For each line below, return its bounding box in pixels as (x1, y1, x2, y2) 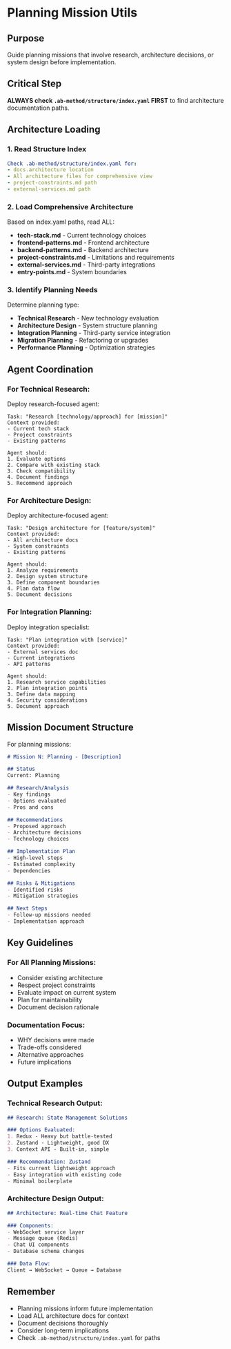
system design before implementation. (7, 58, 117, 66)
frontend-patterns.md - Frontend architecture (17, 238, 150, 247)
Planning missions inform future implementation (17, 1304, 154, 1312)
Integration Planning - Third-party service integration (17, 329, 171, 337)
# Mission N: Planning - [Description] (7, 753, 122, 760)
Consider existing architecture (17, 973, 103, 982)
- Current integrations (7, 654, 76, 661)
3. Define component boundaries (7, 579, 100, 586)
